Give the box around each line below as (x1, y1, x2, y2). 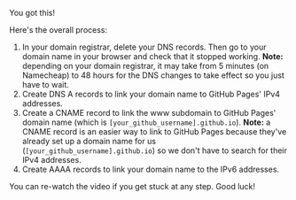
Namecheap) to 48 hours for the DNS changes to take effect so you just (21, 70, 285, 81)
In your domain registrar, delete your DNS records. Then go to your (21, 42, 267, 52)
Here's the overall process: (9, 25, 108, 35)
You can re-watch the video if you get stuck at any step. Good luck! (9, 181, 255, 191)
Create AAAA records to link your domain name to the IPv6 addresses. (21, 164, 280, 174)
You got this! (9, 8, 56, 18)
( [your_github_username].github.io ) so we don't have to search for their (21, 145, 288, 156)
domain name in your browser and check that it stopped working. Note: (21, 51, 284, 61)
